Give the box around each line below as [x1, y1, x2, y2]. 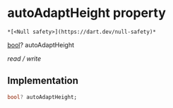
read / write [7, 54, 41, 63]
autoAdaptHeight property [7, 5, 166, 21]
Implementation [7, 75, 79, 87]
